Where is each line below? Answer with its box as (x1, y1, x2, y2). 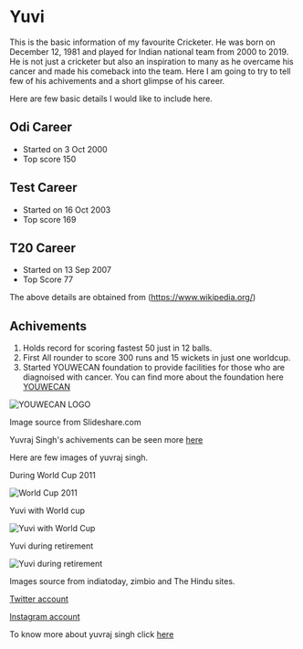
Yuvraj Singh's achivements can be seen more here (9, 434, 204, 445)
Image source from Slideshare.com (9, 417, 141, 428)
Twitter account (9, 593, 68, 604)
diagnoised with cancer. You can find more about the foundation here (22, 372, 285, 382)
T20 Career (9, 240, 76, 256)
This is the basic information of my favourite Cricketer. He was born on (9, 37, 276, 47)
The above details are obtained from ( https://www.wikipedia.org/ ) (9, 292, 256, 303)
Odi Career (9, 120, 73, 135)
